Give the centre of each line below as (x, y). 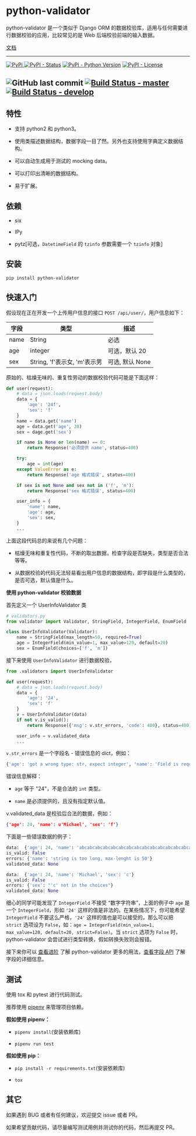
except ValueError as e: (47, 469)
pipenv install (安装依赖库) (48, 1032)
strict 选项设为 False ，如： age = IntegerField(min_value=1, (80, 925)
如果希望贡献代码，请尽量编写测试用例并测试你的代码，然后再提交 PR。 (92, 1127)
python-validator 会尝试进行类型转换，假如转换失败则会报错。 (80, 939)
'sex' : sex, (42, 518)
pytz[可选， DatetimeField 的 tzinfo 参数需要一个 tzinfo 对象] (89, 243)
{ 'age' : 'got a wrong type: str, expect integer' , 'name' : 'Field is (92, 764)
